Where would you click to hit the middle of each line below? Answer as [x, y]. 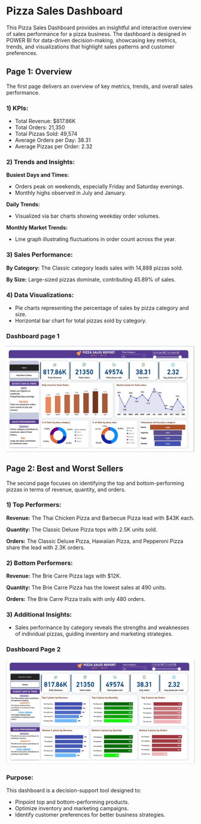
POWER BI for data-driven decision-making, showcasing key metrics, [92, 40]
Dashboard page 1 [33, 336]
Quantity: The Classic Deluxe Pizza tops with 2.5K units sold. [82, 529]
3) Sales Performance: [39, 255]
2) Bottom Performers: [39, 563]
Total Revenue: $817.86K [45, 121]
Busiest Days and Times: [38, 175]
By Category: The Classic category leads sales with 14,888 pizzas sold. [95, 268]
